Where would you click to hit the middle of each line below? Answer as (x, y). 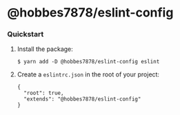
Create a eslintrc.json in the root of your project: (88, 74)
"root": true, (44, 93)
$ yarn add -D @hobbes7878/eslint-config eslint (88, 62)
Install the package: (45, 49)
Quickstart (26, 34)
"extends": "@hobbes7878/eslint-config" (82, 99)
